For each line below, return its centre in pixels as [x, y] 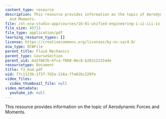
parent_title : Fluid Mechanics [37, 51]
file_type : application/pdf [34, 33]
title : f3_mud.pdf [24, 70]
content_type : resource [30, 10]
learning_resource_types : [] [35, 38]
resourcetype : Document [30, 65]
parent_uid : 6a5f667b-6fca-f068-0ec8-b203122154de [58, 60]
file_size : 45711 [23, 28]
